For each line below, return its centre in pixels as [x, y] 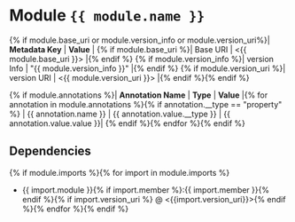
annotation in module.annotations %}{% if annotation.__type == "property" [146, 104]
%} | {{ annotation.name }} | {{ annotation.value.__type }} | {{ [120, 114]
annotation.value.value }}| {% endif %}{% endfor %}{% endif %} [127, 123]
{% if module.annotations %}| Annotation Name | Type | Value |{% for [139, 95]
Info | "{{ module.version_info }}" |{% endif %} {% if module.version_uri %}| [147, 68]
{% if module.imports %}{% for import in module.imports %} [120, 172]
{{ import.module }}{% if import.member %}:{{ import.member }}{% [146, 190]
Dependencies [50, 151]
